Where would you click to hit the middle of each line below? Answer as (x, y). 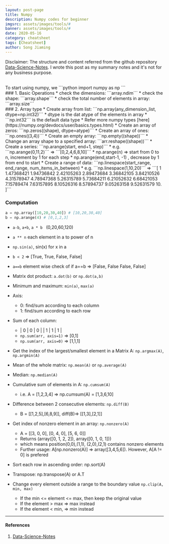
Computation (22, 202)
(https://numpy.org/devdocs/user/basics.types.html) (60, 125)
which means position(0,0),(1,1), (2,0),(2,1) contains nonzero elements (92, 444)
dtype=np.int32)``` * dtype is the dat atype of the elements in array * (76, 114)
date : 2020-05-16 (23, 33)
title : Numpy (19, 15)
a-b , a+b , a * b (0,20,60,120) (43, 227)
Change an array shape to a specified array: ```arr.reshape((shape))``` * (79, 141)
